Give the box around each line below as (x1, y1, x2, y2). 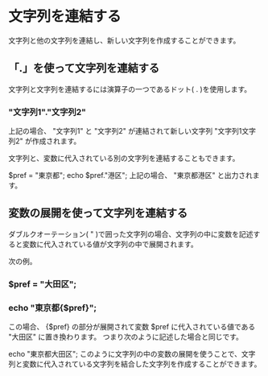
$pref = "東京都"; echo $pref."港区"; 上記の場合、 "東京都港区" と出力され (8, 171, 254, 180)
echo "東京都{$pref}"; (8, 302, 97, 313)
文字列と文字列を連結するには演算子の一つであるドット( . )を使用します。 (8, 84, 252, 93)
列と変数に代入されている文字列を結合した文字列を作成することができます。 (8, 359, 262, 369)
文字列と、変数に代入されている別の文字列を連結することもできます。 (8, 154, 240, 163)
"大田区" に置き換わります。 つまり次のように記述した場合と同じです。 (8, 332, 244, 342)
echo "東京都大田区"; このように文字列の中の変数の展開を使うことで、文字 (8, 349, 256, 359)
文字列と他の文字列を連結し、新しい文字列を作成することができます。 (8, 35, 241, 45)
